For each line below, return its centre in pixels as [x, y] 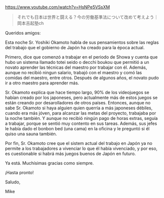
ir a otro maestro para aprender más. [42, 83]
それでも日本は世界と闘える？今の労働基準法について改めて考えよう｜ [88, 17]
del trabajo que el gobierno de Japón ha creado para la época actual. [75, 48]
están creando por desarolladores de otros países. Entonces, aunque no [78, 103]
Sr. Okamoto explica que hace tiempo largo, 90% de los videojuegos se [77, 92]
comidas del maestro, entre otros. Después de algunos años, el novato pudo [82, 78]
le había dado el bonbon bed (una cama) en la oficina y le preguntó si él [77, 129]
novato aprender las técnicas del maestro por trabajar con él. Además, [76, 67]
